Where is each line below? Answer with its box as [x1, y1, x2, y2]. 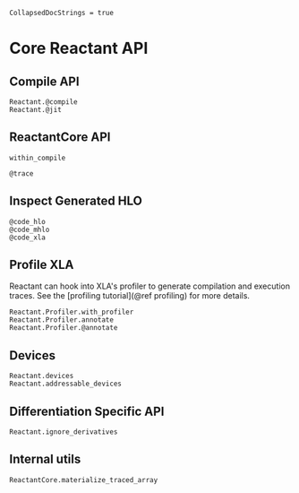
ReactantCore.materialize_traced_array [9, 475, 158, 484]
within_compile [9, 153, 66, 162]
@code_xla [9, 233, 47, 242]
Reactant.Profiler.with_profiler [9, 307, 134, 317]
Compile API [9, 74, 80, 89]
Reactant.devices [9, 372, 74, 381]
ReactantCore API [9, 130, 111, 145]
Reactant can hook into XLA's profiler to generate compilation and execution [9, 281, 291, 291]
